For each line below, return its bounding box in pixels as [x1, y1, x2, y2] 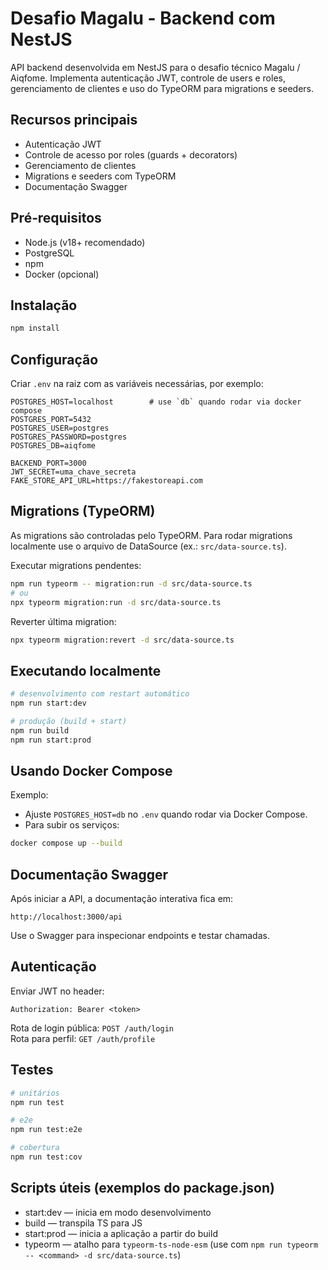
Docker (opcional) [24, 268, 100, 280]
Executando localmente [10, 662, 162, 679]
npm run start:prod [10, 735, 92, 745]
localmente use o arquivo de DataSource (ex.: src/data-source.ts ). [10, 540, 287, 552]
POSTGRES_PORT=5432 [10, 415, 92, 425]
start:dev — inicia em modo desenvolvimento [24, 1206, 212, 1218]
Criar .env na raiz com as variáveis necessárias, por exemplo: [10, 378, 264, 390]
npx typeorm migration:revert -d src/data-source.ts [10, 635, 235, 645]
